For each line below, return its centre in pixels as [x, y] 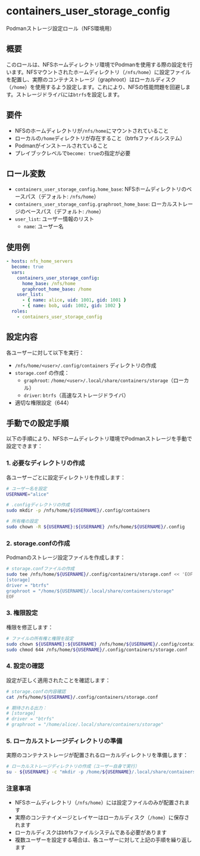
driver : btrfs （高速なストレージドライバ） [76, 395]
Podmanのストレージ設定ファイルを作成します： [66, 558]
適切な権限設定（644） [43, 402]
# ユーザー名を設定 [27, 488]
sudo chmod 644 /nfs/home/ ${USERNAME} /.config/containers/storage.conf [97, 650]
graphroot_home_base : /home [57, 289]
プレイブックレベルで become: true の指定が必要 [73, 153]
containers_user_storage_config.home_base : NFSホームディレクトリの [101, 189]
